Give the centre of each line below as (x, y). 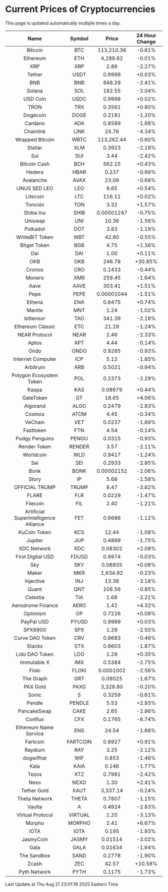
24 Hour (146, 35)
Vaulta (35, 806)
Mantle (35, 310)
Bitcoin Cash (35, 164)
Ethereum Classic (35, 326)
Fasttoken (35, 430)
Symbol (79, 39)
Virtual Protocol (35, 815)
